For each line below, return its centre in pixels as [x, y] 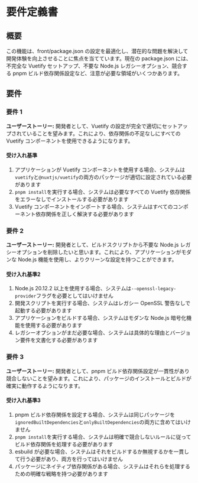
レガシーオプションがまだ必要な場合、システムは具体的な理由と [92, 333]
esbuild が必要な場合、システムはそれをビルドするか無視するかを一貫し [102, 451]
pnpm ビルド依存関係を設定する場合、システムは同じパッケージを [95, 414]
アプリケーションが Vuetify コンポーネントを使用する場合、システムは [100, 170]
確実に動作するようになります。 [45, 385]
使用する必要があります [54, 325]
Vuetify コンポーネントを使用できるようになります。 [70, 141]
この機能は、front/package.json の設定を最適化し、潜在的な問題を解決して [97, 51]
